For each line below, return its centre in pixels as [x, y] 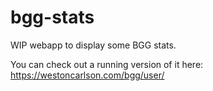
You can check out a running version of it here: [107, 64]
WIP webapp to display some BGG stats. [93, 45]
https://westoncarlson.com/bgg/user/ [87, 75]
